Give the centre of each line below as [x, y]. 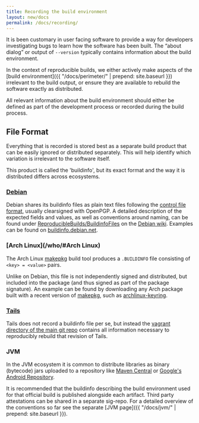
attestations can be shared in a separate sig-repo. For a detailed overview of [100, 401]
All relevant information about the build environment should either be [90, 100]
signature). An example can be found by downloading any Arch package [94, 289]
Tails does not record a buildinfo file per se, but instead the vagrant [88, 324]
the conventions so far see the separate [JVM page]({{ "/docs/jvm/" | [91, 408]
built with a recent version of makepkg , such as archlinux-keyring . [87, 295]
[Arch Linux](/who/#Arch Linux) [53, 245]
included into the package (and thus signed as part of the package [88, 282]
